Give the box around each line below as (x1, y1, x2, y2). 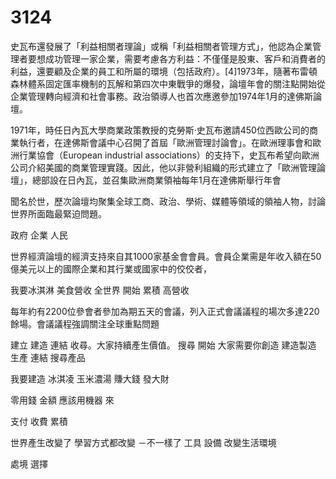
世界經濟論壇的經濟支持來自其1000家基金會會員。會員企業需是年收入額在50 (10, 250, 322, 262)
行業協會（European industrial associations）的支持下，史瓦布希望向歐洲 (18, 149, 320, 161)
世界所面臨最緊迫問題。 (10, 207, 107, 220)
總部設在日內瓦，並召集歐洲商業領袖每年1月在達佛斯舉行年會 (31, 174, 282, 186)
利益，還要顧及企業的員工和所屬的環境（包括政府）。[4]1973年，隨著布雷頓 (10, 65, 318, 77)
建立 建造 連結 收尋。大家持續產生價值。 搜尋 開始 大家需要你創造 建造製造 (10, 339, 317, 351)
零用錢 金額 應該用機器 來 (10, 394, 115, 406)
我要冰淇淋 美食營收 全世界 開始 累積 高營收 (10, 284, 190, 296)
